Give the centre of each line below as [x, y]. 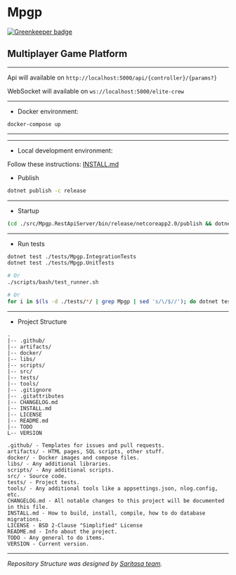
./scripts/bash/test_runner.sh [53, 282]
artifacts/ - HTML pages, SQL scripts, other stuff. [86, 451]
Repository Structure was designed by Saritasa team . [85, 563]
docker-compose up [34, 124]
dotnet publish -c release [47, 191]
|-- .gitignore [29, 390]
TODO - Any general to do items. [56, 538]
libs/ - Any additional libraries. [59, 464]
